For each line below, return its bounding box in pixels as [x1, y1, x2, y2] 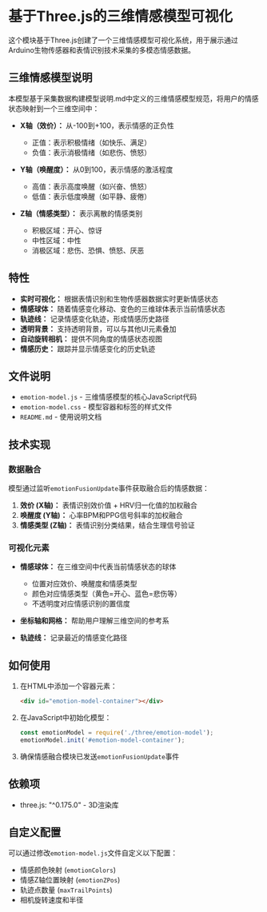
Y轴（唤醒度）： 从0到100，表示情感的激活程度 [19, 165, 173, 174]
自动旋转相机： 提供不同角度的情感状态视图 [19, 333, 162, 344]
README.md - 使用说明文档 [19, 412, 102, 422]
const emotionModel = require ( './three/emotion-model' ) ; [19, 729, 214, 737]
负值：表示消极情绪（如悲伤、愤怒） [31, 147, 152, 157]
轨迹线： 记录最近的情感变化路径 [19, 633, 128, 643]
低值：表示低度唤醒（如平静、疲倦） [31, 191, 152, 201]
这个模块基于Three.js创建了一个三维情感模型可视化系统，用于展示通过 [8, 35, 238, 45]
